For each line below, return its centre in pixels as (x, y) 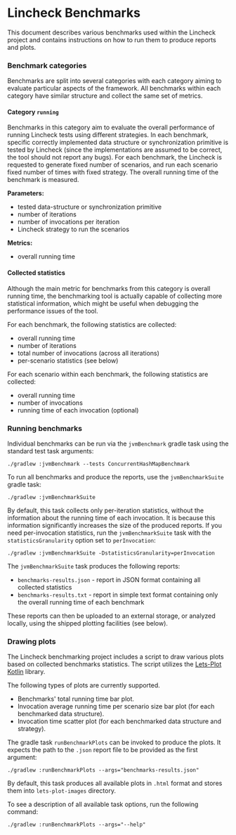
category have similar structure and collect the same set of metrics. (105, 96)
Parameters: (26, 193)
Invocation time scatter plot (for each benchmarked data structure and (119, 721)
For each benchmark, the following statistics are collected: (92, 324)
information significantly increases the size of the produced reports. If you (115, 525)
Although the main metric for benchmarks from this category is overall (109, 288)
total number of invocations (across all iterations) (88, 353)
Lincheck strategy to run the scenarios (73, 229)
